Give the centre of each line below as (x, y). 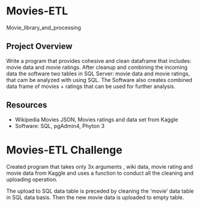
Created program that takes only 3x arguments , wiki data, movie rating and (100, 166)
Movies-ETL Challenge (64, 150)
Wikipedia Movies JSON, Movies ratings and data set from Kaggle (96, 119)
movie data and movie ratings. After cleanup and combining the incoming (97, 67)
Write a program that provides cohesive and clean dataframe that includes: (99, 60)
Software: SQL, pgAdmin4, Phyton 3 (60, 126)
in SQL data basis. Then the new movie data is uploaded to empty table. (95, 197)
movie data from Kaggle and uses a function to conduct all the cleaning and (100, 173)
